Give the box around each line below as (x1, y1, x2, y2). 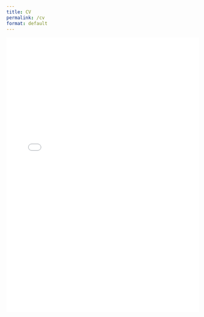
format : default (6, 20, 48, 26)
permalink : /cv (6, 15, 45, 21)
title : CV (6, 9, 32, 15)
